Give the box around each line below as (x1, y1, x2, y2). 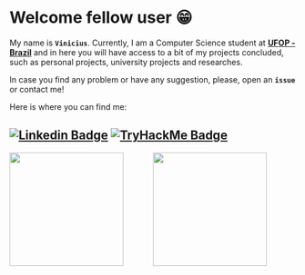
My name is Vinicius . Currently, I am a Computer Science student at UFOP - (9, 37, 296, 48)
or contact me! (9, 83, 65, 94)
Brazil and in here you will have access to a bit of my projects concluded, (9, 46, 284, 57)
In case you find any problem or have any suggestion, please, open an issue (9, 74, 296, 84)
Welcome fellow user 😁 (9, 7, 193, 28)
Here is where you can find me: (9, 101, 127, 112)
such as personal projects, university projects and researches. (9, 56, 243, 67)
